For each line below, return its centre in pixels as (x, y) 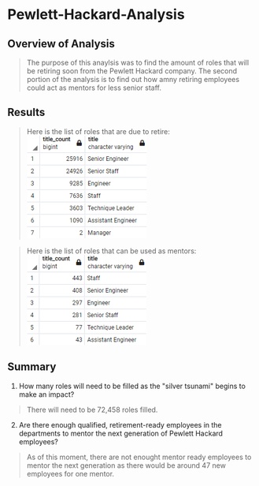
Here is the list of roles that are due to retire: (98, 131)
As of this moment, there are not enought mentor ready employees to (139, 457)
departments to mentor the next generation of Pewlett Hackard (121, 433)
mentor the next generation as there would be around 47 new (126, 465)
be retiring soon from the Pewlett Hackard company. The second (132, 71)
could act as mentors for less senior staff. (94, 88)
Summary (32, 367)
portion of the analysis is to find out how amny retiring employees (133, 79)
